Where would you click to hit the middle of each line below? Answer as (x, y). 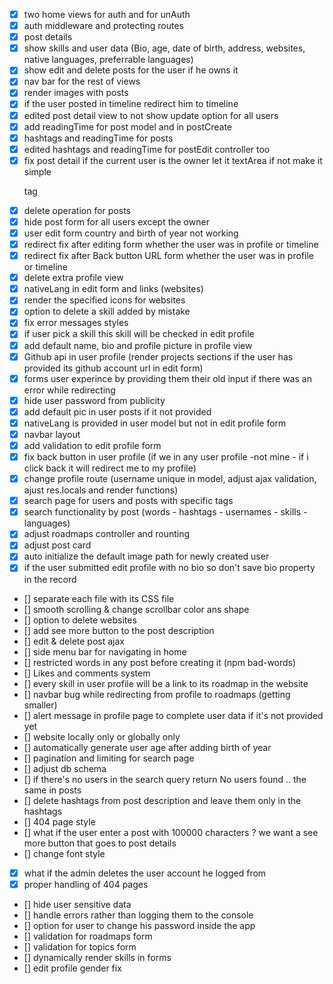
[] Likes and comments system (87, 673)
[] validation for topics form (80, 946)
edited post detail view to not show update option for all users (151, 115)
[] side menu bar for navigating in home (105, 651)
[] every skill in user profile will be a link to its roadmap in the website (166, 683)
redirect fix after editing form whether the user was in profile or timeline (171, 244)
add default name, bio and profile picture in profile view (138, 345)
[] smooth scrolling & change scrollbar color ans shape (136, 609)
